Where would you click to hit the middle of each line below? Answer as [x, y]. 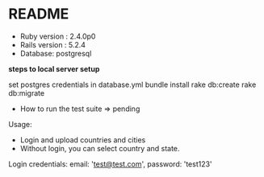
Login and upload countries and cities [83, 140]
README [39, 14]
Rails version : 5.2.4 [53, 44]
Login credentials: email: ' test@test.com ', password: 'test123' [110, 164]
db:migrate [27, 93]
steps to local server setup [54, 68]
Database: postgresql [56, 53]
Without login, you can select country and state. [100, 148]
